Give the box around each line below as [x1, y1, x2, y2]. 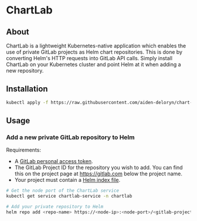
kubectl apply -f [6, 99, 49, 105]
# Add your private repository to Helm [6, 204, 104, 210]
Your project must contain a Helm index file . [14, 177, 121, 184]
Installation [6, 84, 48, 94]
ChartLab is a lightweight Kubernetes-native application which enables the [6, 42, 186, 49]
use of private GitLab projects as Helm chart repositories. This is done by [6, 49, 183, 56]
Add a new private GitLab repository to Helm [6, 133, 135, 141]
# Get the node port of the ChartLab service [6, 188, 119, 194]
